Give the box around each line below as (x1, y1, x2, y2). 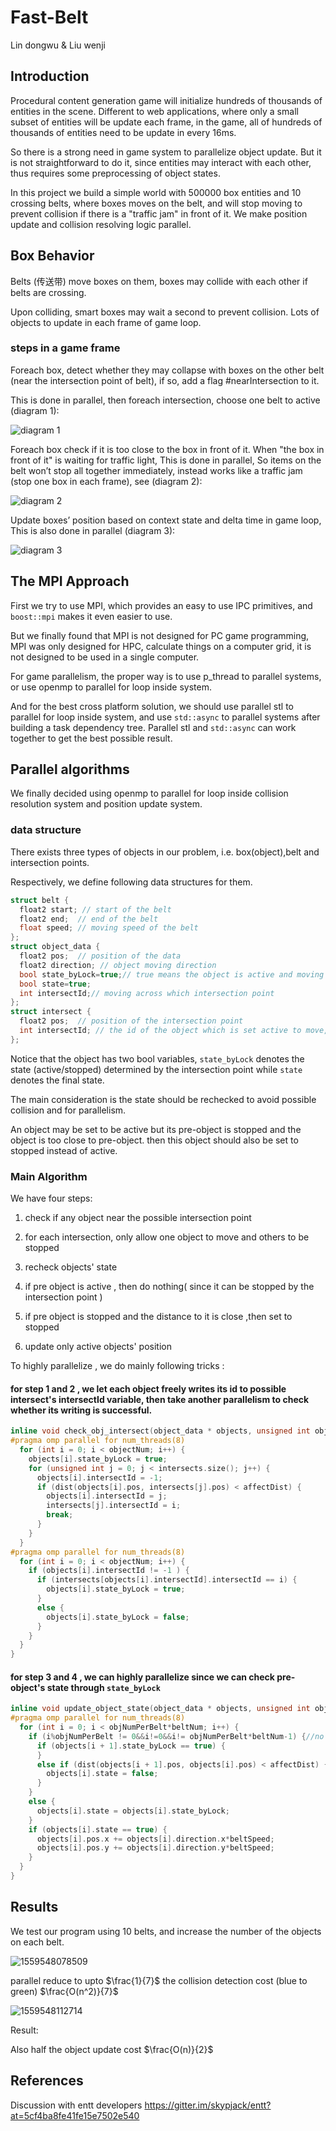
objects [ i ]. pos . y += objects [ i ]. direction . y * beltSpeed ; (36, 1843, 275, 1853)
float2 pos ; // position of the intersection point (19, 1016, 244, 1026)
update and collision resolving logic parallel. (10, 218, 192, 230)
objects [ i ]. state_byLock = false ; (46, 1612, 190, 1622)
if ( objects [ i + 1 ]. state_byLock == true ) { (36, 1741, 226, 1751)
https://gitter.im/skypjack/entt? (144, 2099, 272, 2111)
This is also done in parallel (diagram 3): (10, 524, 176, 536)
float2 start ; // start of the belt (19, 904, 172, 915)
